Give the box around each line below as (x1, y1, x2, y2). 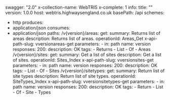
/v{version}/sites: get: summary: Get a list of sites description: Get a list (12, 52, 162, 58)
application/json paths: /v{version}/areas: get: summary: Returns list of (12, 30, 161, 36)
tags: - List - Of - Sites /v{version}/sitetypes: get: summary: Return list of (12, 68, 165, 74)
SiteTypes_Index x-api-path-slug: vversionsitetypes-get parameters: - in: (12, 78, 165, 84)
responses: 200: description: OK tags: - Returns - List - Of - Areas (12, 46, 151, 52)
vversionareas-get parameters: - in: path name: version (35, 41, 151, 47)
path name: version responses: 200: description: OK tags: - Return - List (12, 84, 163, 90)
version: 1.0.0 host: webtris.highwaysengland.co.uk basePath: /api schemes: (5, 10, 164, 16)
